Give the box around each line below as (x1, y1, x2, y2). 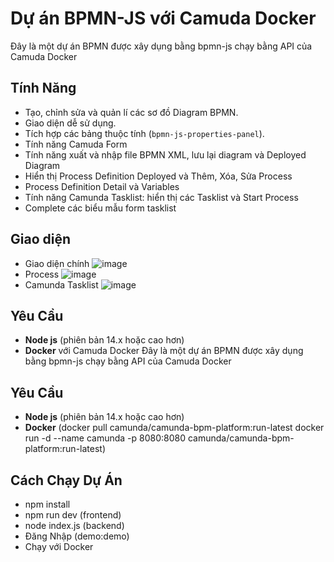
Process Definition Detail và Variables (24, 180, 180, 192)
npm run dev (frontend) (24, 509, 122, 521)
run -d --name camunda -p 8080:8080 (24, 432, 187, 444)
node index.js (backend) (24, 520, 125, 531)
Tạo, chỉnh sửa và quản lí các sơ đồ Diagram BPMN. (24, 106, 239, 118)
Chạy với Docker (24, 541, 94, 552)
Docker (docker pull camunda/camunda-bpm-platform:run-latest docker (24, 422, 325, 434)
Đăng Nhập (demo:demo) (24, 530, 130, 542)
